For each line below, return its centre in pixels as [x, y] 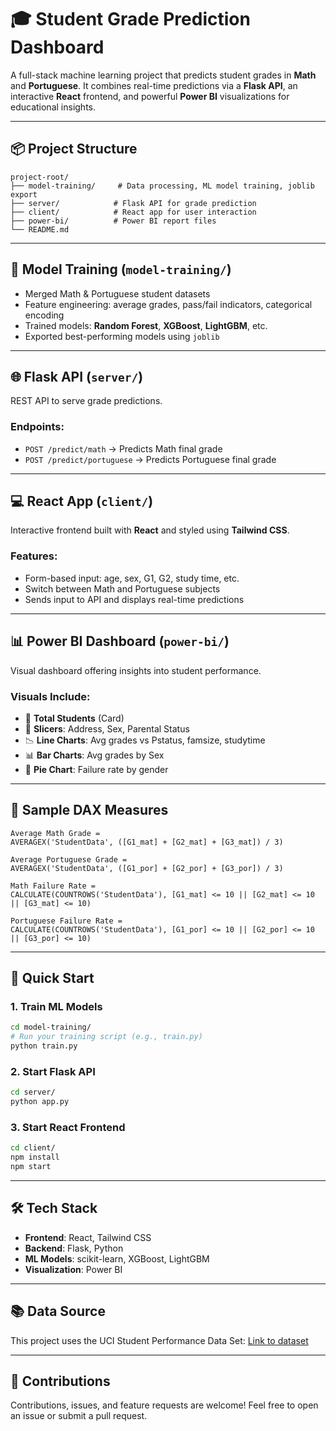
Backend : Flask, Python [74, 1248]
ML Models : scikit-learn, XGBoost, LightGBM [117, 1258]
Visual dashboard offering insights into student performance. [136, 670]
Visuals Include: [50, 696]
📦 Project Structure [74, 149]
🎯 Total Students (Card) [74, 718]
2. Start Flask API [53, 1071]
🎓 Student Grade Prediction [130, 19]
